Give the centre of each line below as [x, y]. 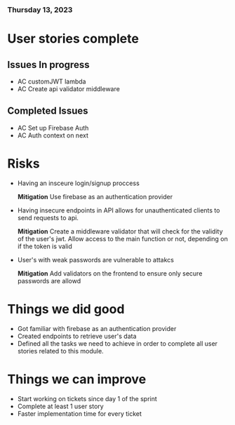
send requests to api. [48, 217]
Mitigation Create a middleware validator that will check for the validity [120, 231]
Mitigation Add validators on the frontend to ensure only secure [110, 273]
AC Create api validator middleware [69, 88]
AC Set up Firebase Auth [53, 128]
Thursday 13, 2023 [40, 10]
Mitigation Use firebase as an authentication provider [95, 196]
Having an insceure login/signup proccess [79, 183]
